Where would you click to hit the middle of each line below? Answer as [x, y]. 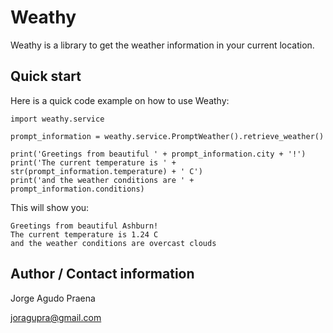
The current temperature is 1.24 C [84, 234]
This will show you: [50, 207]
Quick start [46, 76]
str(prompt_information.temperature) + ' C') [106, 171]
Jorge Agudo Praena [53, 298]
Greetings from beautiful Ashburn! [84, 226]
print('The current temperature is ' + [93, 162]
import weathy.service [57, 119]
